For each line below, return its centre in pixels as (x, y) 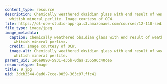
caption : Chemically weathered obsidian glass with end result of (80, 38)
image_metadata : (22, 33)
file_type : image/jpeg (29, 28)
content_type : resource (30, 10)
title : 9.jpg (19, 70)
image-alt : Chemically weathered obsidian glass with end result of (82, 51)
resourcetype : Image (27, 65)
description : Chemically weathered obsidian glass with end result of (80, 14)
